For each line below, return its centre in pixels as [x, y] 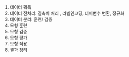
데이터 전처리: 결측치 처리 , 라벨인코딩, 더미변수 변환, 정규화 [67, 13]
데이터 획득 [21, 7]
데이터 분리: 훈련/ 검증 [31, 19]
